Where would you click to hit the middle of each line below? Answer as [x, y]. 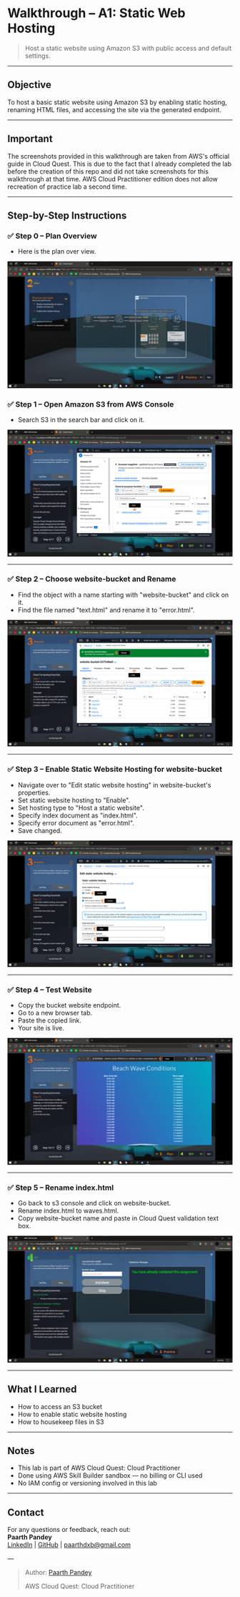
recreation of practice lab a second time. [67, 186]
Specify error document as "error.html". [76, 822]
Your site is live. [41, 1028]
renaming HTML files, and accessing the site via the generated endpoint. [114, 109]
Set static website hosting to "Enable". [74, 800]
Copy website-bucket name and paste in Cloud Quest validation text [118, 1218]
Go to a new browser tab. [55, 1013]
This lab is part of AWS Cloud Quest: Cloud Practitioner [99, 1468]
